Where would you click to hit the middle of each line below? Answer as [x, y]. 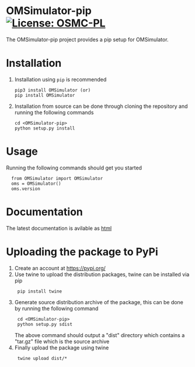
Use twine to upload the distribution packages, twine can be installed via [102, 274]
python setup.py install [45, 128]
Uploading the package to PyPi [82, 252]
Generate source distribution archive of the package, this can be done [99, 302]
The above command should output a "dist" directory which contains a [100, 335]
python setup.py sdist [45, 324]
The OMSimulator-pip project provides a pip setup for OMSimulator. [87, 39]
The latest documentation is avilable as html [59, 228]
